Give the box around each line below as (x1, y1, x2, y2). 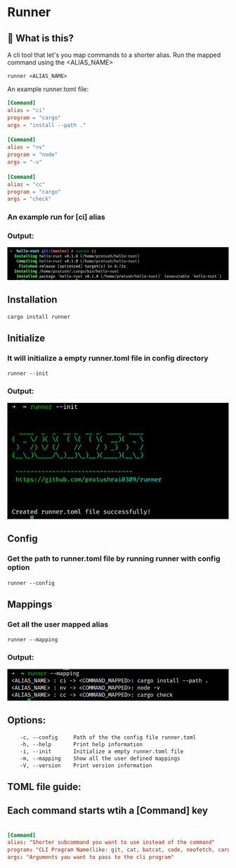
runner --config (7, 580, 55, 587)
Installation (7, 294, 58, 306)
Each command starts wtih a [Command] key (7, 805, 209, 817)
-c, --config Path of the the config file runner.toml (20, 734, 197, 741)
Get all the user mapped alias (7, 620, 109, 629)
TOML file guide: (7, 780, 82, 793)
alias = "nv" (7, 144, 46, 151)
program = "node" (7, 152, 58, 159)
